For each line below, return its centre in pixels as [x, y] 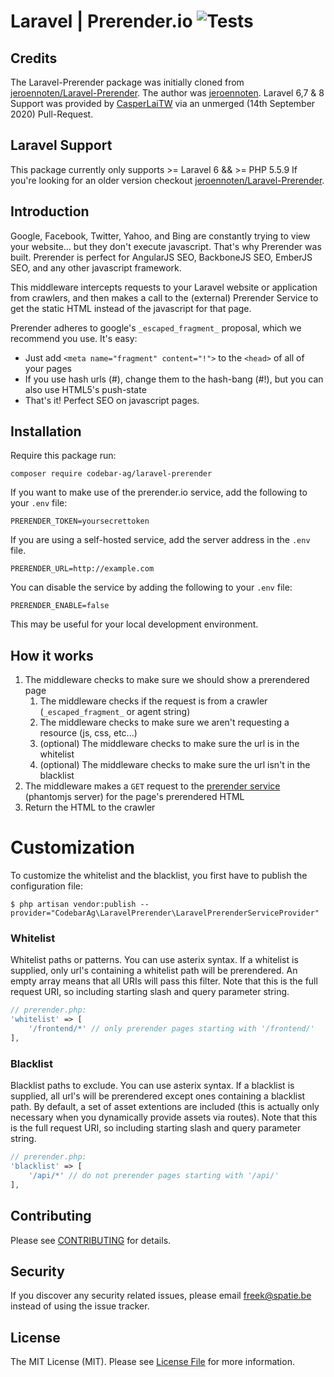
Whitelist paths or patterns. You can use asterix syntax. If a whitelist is [154, 960]
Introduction [50, 211]
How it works [52, 655]
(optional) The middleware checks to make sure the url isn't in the [175, 765]
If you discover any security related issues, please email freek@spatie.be [161, 1296]
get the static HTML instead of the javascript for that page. [131, 308]
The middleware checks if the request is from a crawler [153, 701]
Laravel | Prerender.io [101, 21]
